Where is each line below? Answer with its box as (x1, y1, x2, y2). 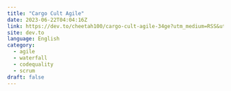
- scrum (13, 67, 36, 74)
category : (7, 42, 36, 49)
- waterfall (13, 55, 48, 62)
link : (7, 23, 23, 29)
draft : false (7, 73, 45, 81)
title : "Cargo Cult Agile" (7, 10, 85, 17)
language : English (7, 36, 60, 42)
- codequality (13, 61, 54, 68)
